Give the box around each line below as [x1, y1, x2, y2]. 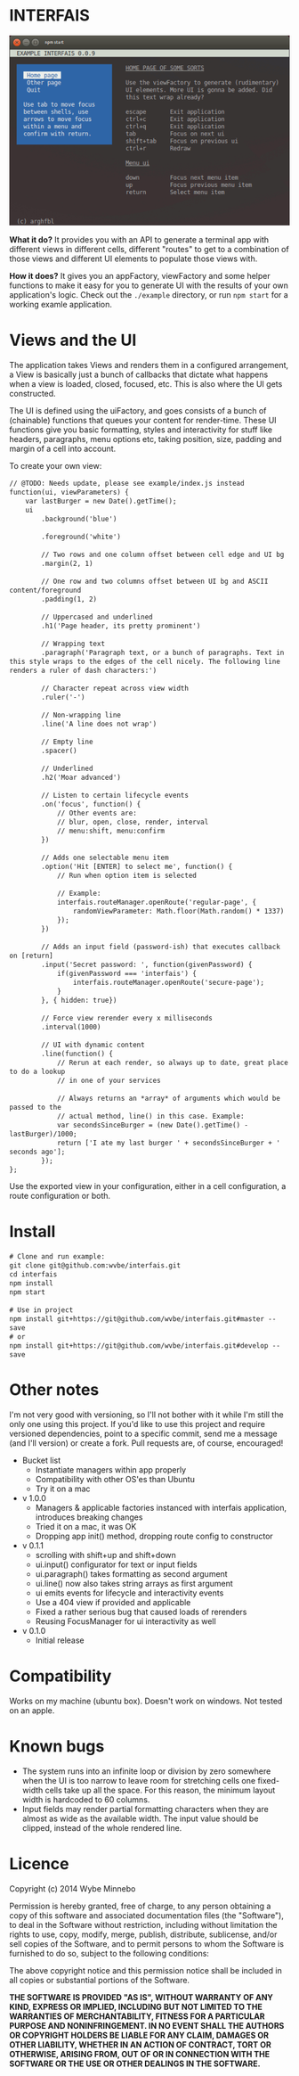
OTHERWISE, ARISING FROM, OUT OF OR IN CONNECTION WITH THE [9, 2048, 271, 2059]
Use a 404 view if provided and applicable [35, 1597, 191, 1607]
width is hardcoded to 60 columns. [21, 1793, 150, 1805]
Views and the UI [9, 331, 137, 350]
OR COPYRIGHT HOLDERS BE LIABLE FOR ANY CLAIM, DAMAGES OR [9, 2030, 270, 2040]
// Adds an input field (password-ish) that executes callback [41, 942, 280, 952]
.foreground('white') [41, 532, 122, 542]
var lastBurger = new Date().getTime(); [25, 496, 177, 506]
